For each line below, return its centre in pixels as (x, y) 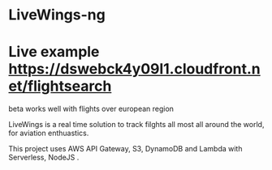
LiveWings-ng (57, 15)
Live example (54, 52)
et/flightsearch (60, 86)
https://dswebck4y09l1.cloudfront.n (135, 69)
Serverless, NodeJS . (44, 157)
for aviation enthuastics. (49, 133)
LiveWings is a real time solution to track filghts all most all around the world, (136, 125)
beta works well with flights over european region (91, 109)
